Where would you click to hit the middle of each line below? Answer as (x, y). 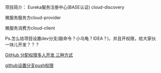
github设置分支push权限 (29, 65)
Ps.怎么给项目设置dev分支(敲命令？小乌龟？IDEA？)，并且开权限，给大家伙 (80, 38)
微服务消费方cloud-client (30, 28)
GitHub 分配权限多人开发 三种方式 (39, 55)
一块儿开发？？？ (22, 45)
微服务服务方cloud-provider (33, 18)
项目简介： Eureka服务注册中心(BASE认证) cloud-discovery (65, 7)
